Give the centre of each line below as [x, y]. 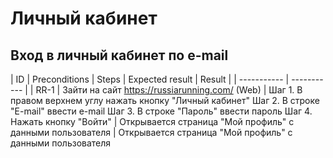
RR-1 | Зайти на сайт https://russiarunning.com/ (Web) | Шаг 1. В [169, 90]
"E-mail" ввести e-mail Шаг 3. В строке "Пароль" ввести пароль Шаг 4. [161, 111]
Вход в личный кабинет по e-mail [119, 55]
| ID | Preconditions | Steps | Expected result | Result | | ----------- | [150, 79]
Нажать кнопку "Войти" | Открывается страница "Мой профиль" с [152, 121]
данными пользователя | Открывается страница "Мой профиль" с [151, 132]
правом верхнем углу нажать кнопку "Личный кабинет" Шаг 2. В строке [165, 100]
